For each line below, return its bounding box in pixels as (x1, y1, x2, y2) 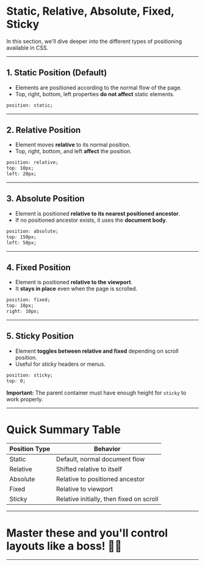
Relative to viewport (56, 485, 113, 494)
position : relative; (6, 159, 59, 166)
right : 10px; (6, 308, 40, 315)
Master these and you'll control (6, 526, 168, 540)
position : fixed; (6, 297, 51, 303)
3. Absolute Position (6, 194, 85, 204)
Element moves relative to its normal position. (15, 141, 131, 148)
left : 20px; (6, 171, 37, 177)
